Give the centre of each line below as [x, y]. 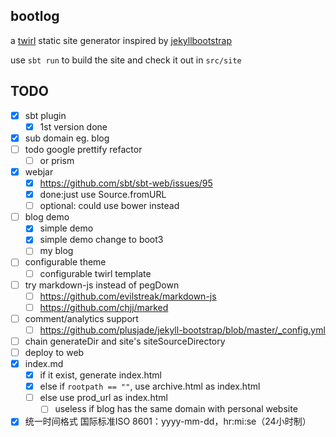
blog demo [47, 217]
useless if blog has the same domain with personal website [176, 409]
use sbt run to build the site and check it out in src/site [126, 60]
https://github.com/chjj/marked [104, 307]
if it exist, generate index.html [100, 375]
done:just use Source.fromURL [103, 195]
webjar [39, 171]
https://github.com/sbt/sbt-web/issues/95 [126, 183]
